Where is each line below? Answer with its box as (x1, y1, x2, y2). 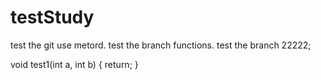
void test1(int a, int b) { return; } (10, 58, 139, 70)
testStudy (10, 6, 95, 29)
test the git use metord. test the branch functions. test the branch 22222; (10, 39, 312, 51)
